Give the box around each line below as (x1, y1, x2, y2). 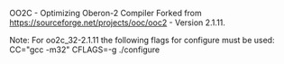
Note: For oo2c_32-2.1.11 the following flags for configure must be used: (9, 35, 275, 45)
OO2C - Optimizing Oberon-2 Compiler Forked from (9, 8, 203, 18)
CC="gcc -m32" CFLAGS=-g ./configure (9, 44, 160, 55)
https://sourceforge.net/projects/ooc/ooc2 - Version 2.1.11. (9, 17, 225, 28)
